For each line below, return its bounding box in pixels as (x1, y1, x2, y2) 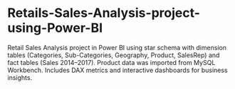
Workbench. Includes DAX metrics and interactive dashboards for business (7, 66, 228, 74)
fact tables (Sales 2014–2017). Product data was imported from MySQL (7, 58, 216, 66)
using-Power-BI (7, 20, 103, 36)
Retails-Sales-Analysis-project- (7, 5, 201, 21)
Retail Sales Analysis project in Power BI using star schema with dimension (7, 43, 226, 52)
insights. (7, 73, 33, 82)
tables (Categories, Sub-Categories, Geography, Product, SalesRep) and (7, 51, 220, 59)
